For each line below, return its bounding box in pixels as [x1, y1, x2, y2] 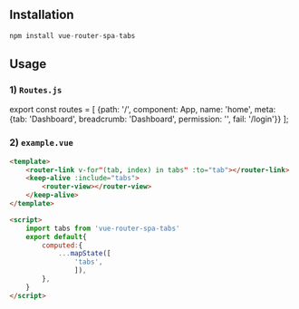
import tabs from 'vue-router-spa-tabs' [25, 224, 180, 233]
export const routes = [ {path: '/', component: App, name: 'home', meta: [9, 104, 276, 115]
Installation [9, 7, 74, 23]
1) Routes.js [9, 83, 63, 96]
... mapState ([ [57, 249, 111, 258]
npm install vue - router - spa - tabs [9, 31, 136, 40]
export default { [25, 232, 88, 241]
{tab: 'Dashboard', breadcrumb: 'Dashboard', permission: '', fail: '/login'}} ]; [9, 113, 289, 125]
